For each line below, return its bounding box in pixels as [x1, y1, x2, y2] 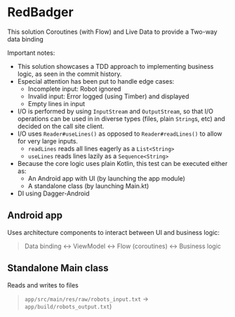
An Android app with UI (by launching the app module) [27, 174, 186, 183]
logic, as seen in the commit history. [17, 70, 122, 78]
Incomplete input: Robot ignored [27, 84, 121, 93]
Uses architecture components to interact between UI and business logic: [7, 228, 220, 236]
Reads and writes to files [7, 280, 79, 289]
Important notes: [7, 48, 55, 57]
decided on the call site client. [17, 122, 105, 130]
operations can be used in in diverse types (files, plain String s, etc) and [17, 114, 226, 123]
